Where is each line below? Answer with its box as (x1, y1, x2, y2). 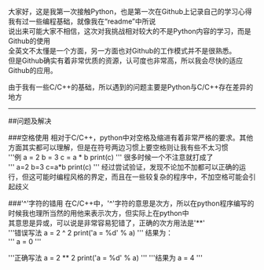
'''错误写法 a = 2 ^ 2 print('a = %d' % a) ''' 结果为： (8, 228, 174, 237)
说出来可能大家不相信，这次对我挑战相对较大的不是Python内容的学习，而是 (8, 27, 251, 35)
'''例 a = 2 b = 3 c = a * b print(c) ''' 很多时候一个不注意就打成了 (8, 152, 214, 162)
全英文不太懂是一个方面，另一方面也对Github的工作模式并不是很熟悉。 (8, 46, 236, 55)
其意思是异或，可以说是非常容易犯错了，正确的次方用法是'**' (8, 218, 206, 228)
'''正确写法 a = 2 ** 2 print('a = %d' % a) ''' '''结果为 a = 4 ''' (8, 254, 203, 262)
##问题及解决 (8, 116, 52, 126)
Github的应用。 (8, 66, 57, 75)
